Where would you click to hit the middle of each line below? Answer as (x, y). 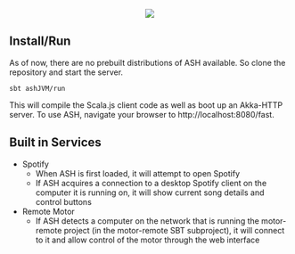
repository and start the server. (66, 72)
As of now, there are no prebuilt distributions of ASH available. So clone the (147, 62)
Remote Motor (49, 211)
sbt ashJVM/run (37, 88)
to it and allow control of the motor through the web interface (147, 240)
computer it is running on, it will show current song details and (150, 193)
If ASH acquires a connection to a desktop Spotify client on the (151, 183)
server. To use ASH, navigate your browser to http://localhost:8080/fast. (142, 114)
